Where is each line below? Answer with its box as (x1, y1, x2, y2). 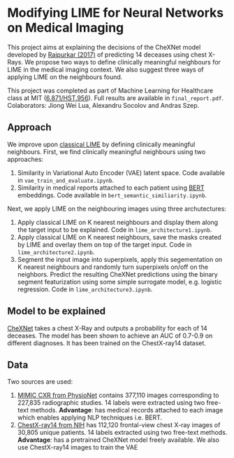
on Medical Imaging (7, 20, 124, 36)
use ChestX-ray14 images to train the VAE (17, 443, 138, 452)
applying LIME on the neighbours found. (7, 72, 123, 81)
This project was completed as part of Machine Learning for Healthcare (7, 86, 214, 95)
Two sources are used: (7, 377, 73, 386)
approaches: (7, 155, 44, 163)
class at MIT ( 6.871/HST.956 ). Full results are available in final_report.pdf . (7, 93, 224, 102)
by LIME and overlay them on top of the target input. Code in (17, 240, 192, 249)
